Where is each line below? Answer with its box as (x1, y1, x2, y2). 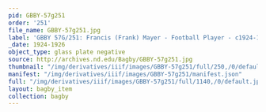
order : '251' (8, 19, 51, 27)
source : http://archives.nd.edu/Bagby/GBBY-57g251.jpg (8, 56, 193, 64)
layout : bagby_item (8, 84, 73, 93)
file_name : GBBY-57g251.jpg (8, 26, 101, 34)
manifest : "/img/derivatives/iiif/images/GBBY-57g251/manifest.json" (8, 70, 243, 78)
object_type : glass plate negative (8, 48, 126, 56)
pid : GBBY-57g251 (8, 11, 66, 20)
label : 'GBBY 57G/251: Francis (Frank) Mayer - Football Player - (8, 33, 232, 42)
